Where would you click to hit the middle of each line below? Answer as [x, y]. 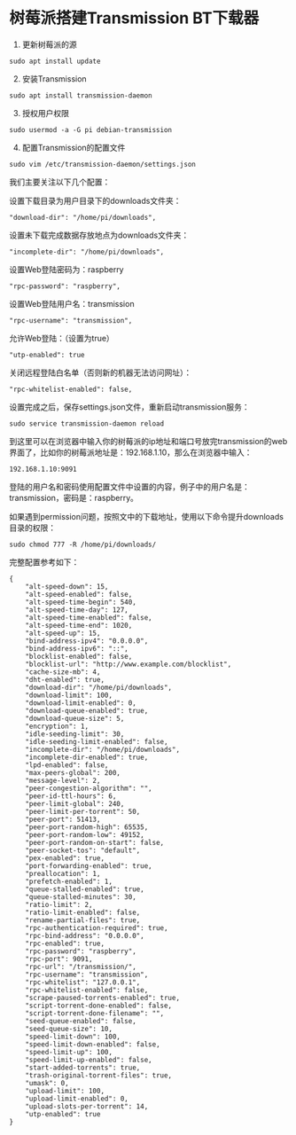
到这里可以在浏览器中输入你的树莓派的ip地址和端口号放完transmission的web [148, 441]
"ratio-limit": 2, [59, 904]
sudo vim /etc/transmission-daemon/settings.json [103, 164]
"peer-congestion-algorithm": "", [89, 788]
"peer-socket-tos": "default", [83, 850]
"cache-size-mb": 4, [63, 672]
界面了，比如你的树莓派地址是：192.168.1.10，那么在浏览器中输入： [131, 452]
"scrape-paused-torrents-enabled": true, [102, 998]
